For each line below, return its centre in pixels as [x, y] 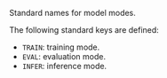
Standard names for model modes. [72, 13]
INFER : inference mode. [64, 66]
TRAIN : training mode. [61, 47]
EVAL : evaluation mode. [64, 56]
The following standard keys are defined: [84, 30]
